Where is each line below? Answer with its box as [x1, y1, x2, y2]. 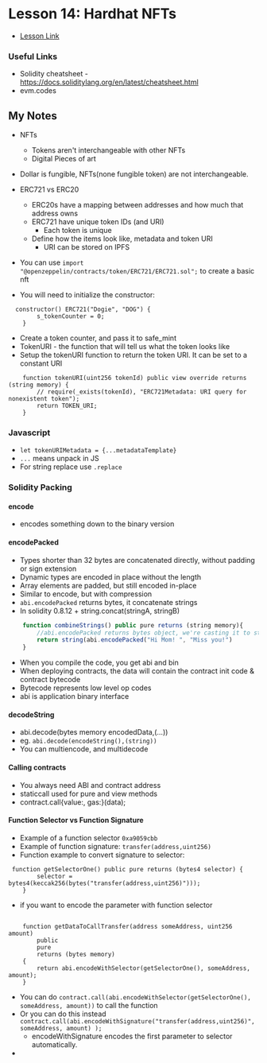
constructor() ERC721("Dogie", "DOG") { [15, 305, 151, 314]
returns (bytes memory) [37, 950, 115, 958]
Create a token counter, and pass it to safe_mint [19, 333, 177, 343]
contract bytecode [19, 675, 81, 685]
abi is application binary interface [19, 692, 130, 701]
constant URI [19, 359, 63, 368]
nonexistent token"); [8, 395, 80, 403]
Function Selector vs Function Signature [8, 816, 145, 825]
